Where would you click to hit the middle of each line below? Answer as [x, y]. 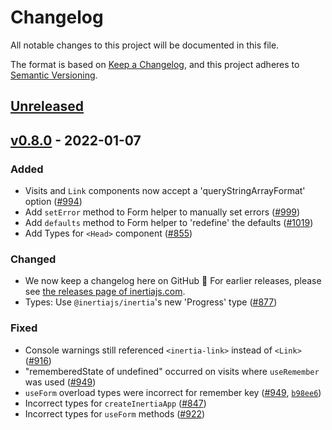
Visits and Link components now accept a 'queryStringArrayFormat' [165, 191]
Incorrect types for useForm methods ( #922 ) [115, 413]
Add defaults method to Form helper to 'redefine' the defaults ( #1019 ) [169, 223]
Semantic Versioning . [54, 75]
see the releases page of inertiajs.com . [105, 292]
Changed [33, 259]
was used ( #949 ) [60, 382]
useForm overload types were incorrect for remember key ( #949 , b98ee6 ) [173, 392]
